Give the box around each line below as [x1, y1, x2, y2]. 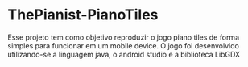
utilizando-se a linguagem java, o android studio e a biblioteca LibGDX [7, 49, 241, 59]
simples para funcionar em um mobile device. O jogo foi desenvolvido [7, 40, 239, 50]
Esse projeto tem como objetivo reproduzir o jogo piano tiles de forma [7, 32, 239, 42]
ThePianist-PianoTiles [7, 6, 159, 24]
